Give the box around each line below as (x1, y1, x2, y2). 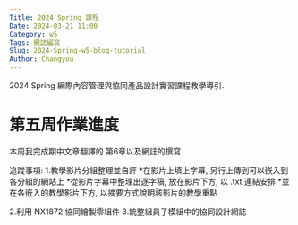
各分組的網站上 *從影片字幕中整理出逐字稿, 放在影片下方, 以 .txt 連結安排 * (9, 176, 282, 187)
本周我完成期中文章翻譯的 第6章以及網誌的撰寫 (9, 146, 182, 156)
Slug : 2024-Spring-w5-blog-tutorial (9, 46, 146, 55)
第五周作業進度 (9, 115, 120, 135)
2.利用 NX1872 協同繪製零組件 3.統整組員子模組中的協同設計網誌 (9, 206, 247, 217)
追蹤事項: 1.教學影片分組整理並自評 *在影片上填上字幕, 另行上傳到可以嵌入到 (9, 164, 289, 175)
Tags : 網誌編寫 (9, 37, 61, 47)
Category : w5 (9, 29, 58, 38)
